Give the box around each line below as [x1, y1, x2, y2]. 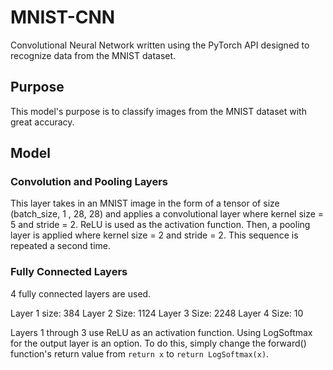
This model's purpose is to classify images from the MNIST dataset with [10, 105, 307, 117]
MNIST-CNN [10, 6, 116, 29]
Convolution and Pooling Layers [10, 175, 168, 189]
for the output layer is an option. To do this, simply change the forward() [10, 337, 307, 349]
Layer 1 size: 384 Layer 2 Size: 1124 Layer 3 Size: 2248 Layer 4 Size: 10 [10, 307, 304, 319]
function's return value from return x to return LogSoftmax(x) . [10, 347, 270, 360]
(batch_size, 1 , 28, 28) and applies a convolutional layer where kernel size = [10, 208, 325, 220]
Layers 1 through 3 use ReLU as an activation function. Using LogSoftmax [10, 326, 313, 338]
